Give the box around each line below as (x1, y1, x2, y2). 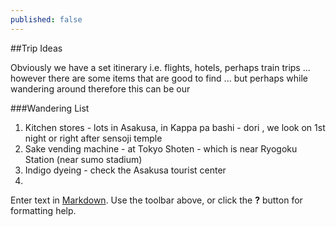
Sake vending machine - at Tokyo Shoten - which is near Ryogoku (24, 142, 298, 155)
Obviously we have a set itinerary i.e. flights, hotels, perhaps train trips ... (10, 61, 311, 73)
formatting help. (10, 204, 77, 216)
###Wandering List (10, 102, 90, 114)
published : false (10, 14, 83, 25)
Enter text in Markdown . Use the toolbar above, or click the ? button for (10, 194, 303, 206)
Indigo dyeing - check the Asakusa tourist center (24, 164, 227, 176)
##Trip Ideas (10, 42, 63, 54)
